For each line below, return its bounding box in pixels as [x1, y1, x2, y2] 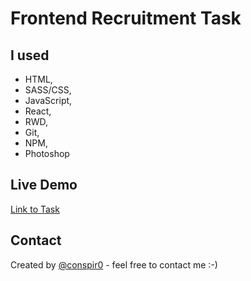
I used [10, 47, 50, 64]
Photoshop [24, 148, 70, 159]
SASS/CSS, [24, 84, 72, 96]
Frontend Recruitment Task [10, 7, 242, 30]
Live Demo [10, 177, 78, 194]
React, [24, 105, 52, 117]
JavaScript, [24, 95, 73, 106]
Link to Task [10, 203, 60, 215]
